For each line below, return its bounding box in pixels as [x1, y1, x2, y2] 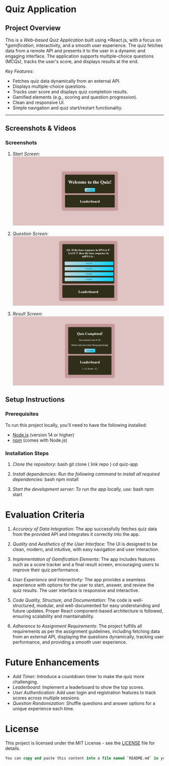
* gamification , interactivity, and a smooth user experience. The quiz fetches [5, 42, 163, 48]
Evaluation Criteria [5, 509, 84, 521]
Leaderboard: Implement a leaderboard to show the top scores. [12, 684, 144, 690]
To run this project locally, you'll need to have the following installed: [5, 422, 147, 428]
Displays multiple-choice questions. [12, 83, 87, 89]
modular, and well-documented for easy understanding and [36, 602, 160, 609]
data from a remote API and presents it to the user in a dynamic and [5, 48, 146, 53]
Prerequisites [5, 410, 39, 417]
